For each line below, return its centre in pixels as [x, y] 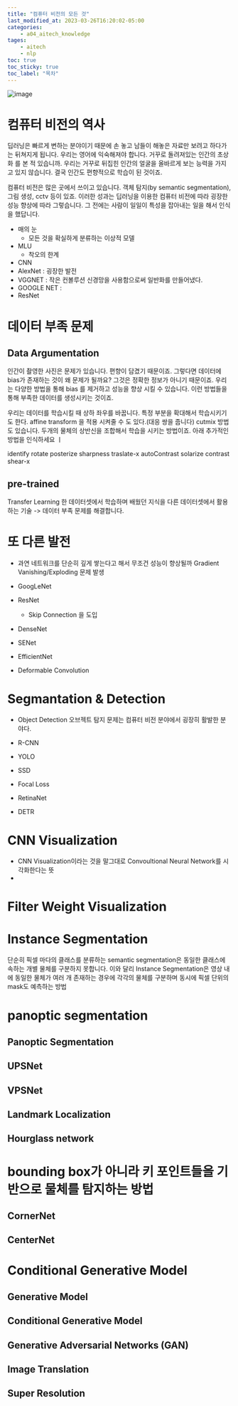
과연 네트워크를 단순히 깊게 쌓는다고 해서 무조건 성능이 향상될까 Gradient [118, 564]
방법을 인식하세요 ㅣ [35, 440]
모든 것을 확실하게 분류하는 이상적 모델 [81, 238]
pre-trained [33, 483]
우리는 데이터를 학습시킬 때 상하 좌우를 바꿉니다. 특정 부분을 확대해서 [102, 413]
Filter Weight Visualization [87, 907]
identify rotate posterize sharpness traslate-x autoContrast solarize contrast [118, 454]
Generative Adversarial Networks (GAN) [98, 1345]
